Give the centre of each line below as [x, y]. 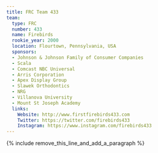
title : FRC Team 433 [33, 12]
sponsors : [24, 52]
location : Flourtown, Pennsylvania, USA [64, 47]
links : [20, 109]
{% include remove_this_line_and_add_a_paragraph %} [76, 143]
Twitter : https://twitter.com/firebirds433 [74, 120]
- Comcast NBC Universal [43, 69]
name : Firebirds [32, 35]
